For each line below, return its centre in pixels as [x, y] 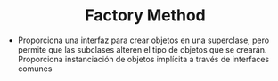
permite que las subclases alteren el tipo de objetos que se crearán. [142, 49]
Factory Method [145, 16]
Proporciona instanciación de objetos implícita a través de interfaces [143, 59]
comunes [35, 69]
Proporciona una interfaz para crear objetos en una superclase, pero [143, 40]
